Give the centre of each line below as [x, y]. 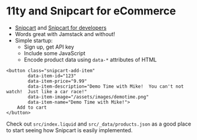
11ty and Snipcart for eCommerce [91, 11]
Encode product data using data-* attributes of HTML [90, 59]
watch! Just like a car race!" [47, 91]
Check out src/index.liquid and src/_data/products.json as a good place [99, 124]
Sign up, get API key [49, 47]
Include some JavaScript [55, 53]
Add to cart [32, 107]
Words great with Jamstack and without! [65, 34]
